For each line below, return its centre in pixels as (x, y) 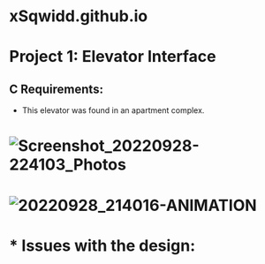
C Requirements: (57, 89)
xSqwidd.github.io (79, 16)
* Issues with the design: (102, 245)
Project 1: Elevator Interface (113, 57)
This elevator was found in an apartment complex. (113, 110)
